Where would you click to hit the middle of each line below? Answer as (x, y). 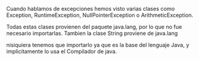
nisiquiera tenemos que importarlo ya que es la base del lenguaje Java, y (98, 45)
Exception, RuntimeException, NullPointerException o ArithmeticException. (100, 15)
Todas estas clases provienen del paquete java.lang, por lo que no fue (94, 27)
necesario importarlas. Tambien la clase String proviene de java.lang (92, 33)
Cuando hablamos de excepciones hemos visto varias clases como (91, 9)
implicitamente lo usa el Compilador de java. (62, 51)
